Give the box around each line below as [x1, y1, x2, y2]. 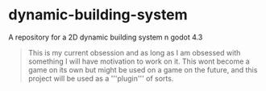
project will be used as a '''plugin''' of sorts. [27, 73, 174, 83]
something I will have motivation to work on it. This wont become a [27, 56, 250, 66]
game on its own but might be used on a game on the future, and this [27, 64, 258, 74]
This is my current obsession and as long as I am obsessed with [27, 48, 241, 57]
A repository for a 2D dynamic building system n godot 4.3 [8, 32, 203, 42]
